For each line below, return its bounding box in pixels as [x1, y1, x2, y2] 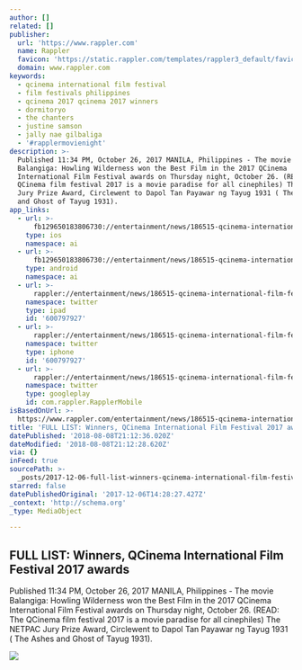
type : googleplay [25, 389, 91, 398]
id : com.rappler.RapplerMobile [25, 398, 143, 407]
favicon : [17, 55, 50, 64]
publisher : [9, 30, 50, 39]
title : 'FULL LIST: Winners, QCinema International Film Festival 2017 [9, 423, 283, 432]
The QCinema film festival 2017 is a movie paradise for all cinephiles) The [9, 614, 281, 625]
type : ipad [25, 306, 67, 315]
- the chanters [17, 113, 75, 122]
